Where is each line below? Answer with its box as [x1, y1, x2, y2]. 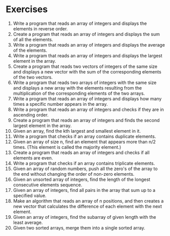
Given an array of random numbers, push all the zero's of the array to [13, 166, 158, 172]
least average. [13, 219, 43, 225]
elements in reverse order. [13, 25, 68, 31]
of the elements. [13, 47, 48, 53]
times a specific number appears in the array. [13, 101, 108, 107]
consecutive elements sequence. [13, 181, 82, 188]
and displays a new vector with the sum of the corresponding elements [13, 68, 161, 74]
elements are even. [13, 154, 53, 161]
